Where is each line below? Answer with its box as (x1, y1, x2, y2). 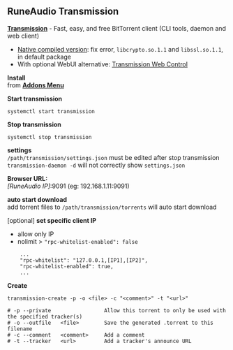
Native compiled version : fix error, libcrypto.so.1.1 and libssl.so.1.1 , (17, 45, 223, 53)
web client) (7, 31, 40, 40)
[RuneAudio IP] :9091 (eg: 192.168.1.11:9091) (7, 182, 130, 190)
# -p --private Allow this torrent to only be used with (7, 307, 227, 314)
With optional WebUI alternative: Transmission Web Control (17, 59, 188, 68)
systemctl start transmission (7, 108, 96, 115)
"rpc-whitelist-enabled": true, (20, 263, 114, 270)
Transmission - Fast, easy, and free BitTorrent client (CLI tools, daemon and (7, 24, 227, 32)
